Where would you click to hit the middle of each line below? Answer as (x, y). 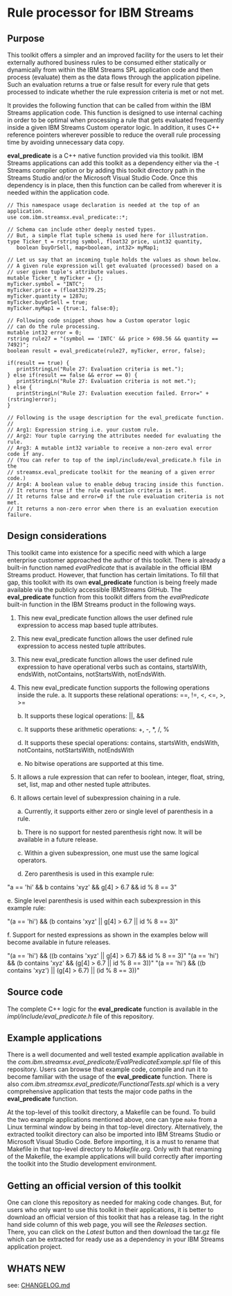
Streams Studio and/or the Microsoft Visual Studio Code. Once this (102, 178)
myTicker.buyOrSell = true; (48, 302)
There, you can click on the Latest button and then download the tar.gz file (114, 1232)
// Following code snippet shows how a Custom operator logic (99, 321)
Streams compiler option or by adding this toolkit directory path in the (106, 170)
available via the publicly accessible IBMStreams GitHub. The (95, 589)
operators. (32, 860)
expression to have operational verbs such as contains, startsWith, (112, 667)
